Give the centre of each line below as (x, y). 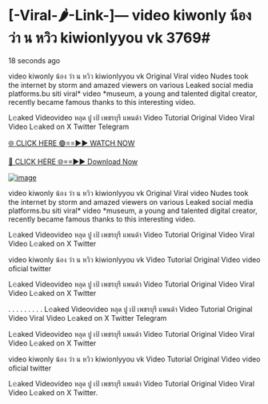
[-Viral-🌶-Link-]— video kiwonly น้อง (130, 16)
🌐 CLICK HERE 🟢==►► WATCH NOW (72, 143)
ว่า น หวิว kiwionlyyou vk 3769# (110, 38)
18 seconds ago (34, 60)
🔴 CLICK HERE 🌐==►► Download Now (73, 162)
